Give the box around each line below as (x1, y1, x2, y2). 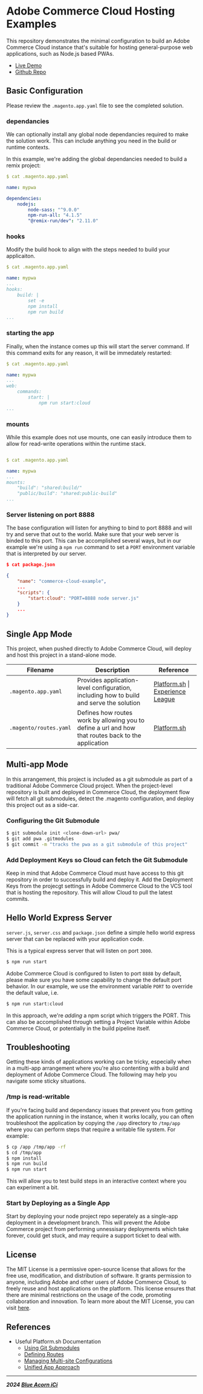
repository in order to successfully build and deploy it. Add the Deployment (6, 876, 193, 883)
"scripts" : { (17, 589, 50, 596)
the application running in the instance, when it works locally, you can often (6, 1113, 195, 1120)
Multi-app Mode (6, 759, 68, 770)
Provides (77, 676, 103, 685)
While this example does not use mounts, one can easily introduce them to (6, 433, 192, 440)
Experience (153, 688, 186, 696)
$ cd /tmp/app (6, 1149, 42, 1155)
